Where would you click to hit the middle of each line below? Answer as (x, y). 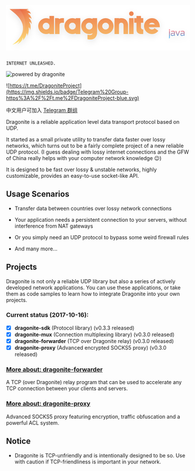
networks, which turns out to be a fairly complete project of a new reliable (95, 145)
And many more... (36, 249)
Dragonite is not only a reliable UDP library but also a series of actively (91, 281)
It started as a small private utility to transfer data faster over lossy (86, 139)
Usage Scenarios (38, 194)
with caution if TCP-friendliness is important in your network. (88, 462)
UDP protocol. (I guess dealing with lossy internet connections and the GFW (97, 152)
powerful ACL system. (33, 423)
